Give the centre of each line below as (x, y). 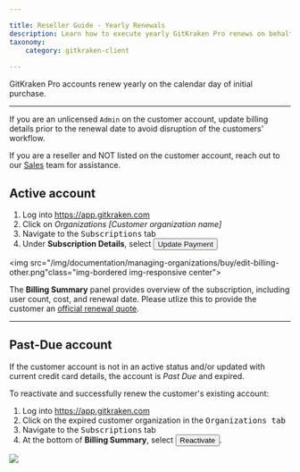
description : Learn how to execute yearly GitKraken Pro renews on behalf (151, 34)
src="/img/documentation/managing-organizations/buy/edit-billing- (154, 262)
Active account (53, 193)
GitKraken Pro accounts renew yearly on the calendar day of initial (131, 84)
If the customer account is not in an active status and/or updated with (137, 367)
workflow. (27, 139)
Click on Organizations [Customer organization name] (122, 223)
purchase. (28, 94)
